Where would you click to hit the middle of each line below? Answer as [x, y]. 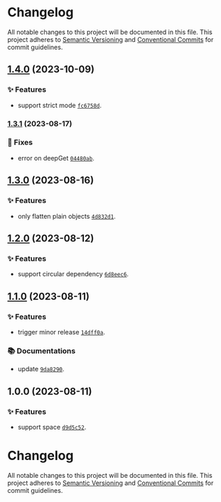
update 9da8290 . [41, 369]
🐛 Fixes [20, 143]
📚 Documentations [42, 351]
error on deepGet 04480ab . [56, 158]
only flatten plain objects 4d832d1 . [66, 216]
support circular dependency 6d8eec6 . [73, 274]
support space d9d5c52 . [52, 427]
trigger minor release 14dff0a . [61, 332]
